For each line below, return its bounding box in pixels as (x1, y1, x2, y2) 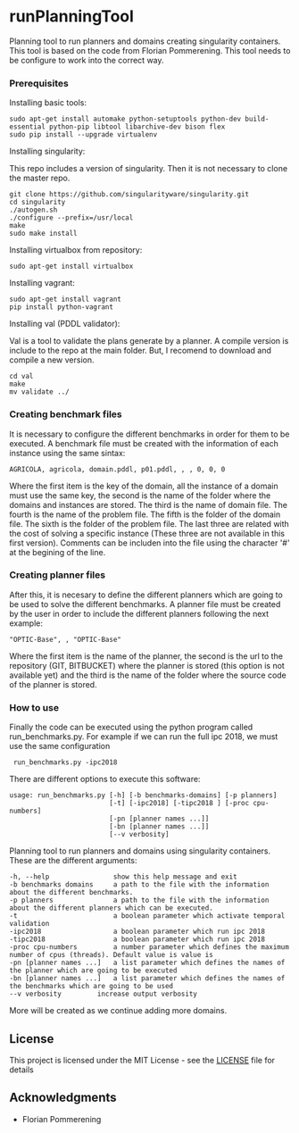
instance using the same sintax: (9, 447, 126, 458)
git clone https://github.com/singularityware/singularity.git (9, 190, 250, 199)
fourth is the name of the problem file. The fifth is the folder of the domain (9, 509, 281, 520)
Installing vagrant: (9, 278, 76, 288)
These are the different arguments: (9, 855, 137, 866)
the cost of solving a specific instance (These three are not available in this (9, 528, 286, 538)
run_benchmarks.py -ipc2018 (12, 758, 118, 767)
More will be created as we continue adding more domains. (9, 1005, 228, 1016)
